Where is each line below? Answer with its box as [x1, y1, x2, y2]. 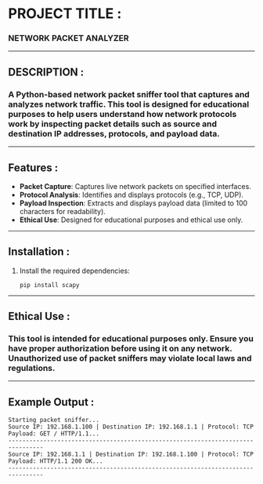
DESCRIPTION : [8, 65, 85, 78]
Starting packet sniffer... [8, 417, 100, 424]
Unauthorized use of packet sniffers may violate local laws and [8, 353, 252, 364]
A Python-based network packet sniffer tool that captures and [8, 89, 250, 100]
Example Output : [8, 395, 95, 409]
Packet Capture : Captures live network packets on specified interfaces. [19, 181, 252, 191]
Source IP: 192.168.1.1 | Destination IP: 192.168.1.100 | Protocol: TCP [8, 450, 254, 459]
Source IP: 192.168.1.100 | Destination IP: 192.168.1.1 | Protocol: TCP [8, 423, 254, 431]
